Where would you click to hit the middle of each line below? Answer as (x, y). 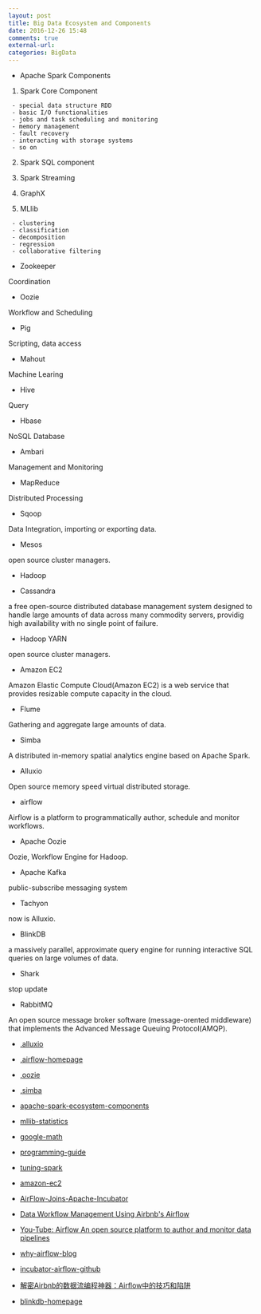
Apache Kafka (43, 872)
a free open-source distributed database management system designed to (130, 606)
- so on (24, 148)
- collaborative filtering (56, 251)
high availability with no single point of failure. (83, 623)
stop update (28, 989)
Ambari (32, 451)
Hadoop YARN (43, 639)
